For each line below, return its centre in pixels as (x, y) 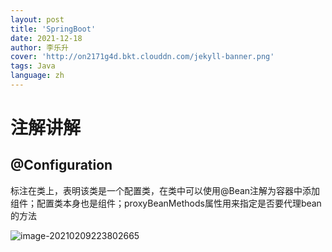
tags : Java (33, 66)
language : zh (37, 76)
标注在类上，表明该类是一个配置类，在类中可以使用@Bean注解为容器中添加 (165, 190)
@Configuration (61, 165)
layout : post (37, 19)
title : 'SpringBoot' (53, 29)
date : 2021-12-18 (46, 38)
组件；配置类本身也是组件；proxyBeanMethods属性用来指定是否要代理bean (166, 203)
